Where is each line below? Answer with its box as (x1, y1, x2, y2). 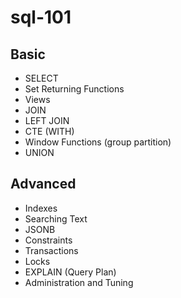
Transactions (24, 244, 79, 256)
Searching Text (24, 212, 88, 225)
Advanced (10, 176, 77, 193)
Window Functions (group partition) (24, 136, 172, 148)
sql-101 (10, 6, 72, 29)
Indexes (24, 202, 58, 214)
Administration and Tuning (24, 276, 134, 288)
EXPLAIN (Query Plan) (24, 266, 117, 278)
